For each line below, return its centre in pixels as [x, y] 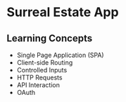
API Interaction [38, 85]
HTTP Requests [39, 77]
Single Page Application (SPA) [60, 55]
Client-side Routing [45, 63]
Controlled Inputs [42, 70]
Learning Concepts [50, 38]
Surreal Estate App [63, 12]
